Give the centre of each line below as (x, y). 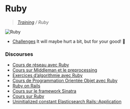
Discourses (19, 54)
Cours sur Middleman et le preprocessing (55, 70)
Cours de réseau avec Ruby (41, 65)
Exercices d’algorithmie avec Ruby (47, 75)
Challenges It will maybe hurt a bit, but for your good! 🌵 (69, 41)
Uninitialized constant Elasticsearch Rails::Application (67, 102)
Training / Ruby (33, 22)
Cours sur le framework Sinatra (44, 91)
